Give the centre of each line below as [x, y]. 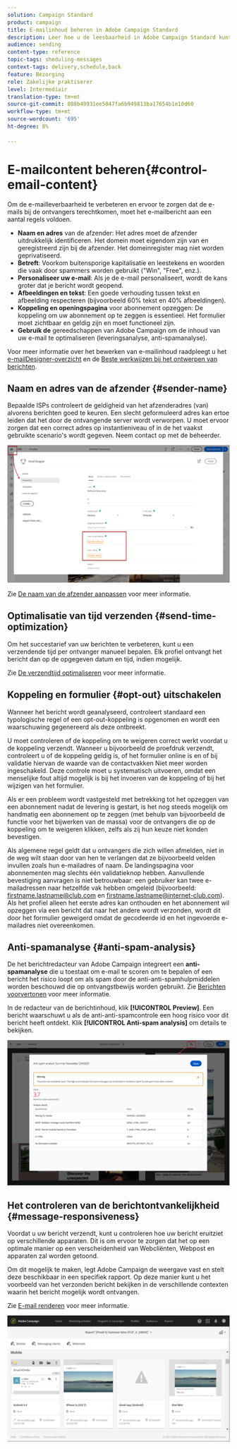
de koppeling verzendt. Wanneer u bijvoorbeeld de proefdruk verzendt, [111, 748]
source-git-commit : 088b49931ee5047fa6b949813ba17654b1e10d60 [101, 104]
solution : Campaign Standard [50, 15]
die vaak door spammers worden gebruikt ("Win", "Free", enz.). [109, 270]
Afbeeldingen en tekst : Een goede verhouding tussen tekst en [109, 293]
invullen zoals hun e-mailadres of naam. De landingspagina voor [101, 865]
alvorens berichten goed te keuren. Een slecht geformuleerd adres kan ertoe [119, 413]
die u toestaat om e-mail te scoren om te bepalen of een [131, 972]
